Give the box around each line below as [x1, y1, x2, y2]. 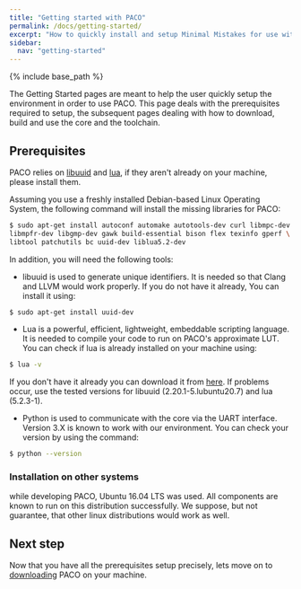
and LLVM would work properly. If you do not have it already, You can [21, 280, 279, 292]
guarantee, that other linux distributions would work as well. [9, 510, 230, 521]
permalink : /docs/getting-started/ [9, 22, 142, 31]
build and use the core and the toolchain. [9, 118, 161, 128]
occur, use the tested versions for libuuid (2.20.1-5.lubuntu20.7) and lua [9, 386, 273, 397]
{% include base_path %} [9, 71, 104, 82]
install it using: [21, 290, 76, 301]
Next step [9, 536, 65, 551]
